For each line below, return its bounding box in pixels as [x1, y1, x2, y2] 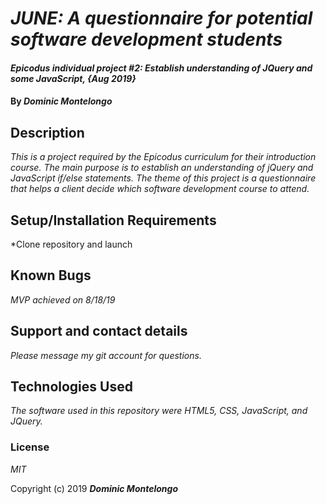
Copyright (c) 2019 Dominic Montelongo [10, 482, 178, 494]
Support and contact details [10, 323, 188, 340]
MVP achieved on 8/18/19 [10, 293, 116, 306]
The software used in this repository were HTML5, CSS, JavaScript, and [10, 405, 308, 417]
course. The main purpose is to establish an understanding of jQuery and [10, 162, 314, 174]
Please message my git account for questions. [10, 349, 202, 361]
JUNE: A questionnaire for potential [10, 7, 313, 30]
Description [10, 124, 85, 141]
